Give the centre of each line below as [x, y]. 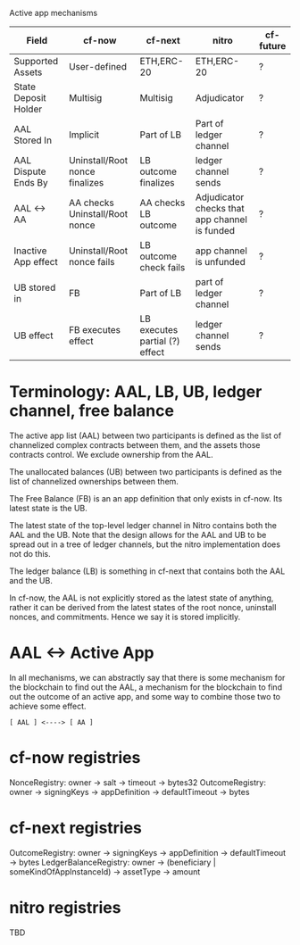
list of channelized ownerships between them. [94, 481]
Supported [36, 61]
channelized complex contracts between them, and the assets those [135, 444]
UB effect [33, 336]
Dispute [30, 171]
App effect [36, 262]
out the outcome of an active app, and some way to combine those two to [145, 696]
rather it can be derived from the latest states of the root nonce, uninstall [143, 607]
